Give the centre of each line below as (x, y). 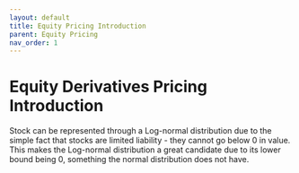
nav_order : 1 (34, 43)
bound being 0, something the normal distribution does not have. (129, 160)
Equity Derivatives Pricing (109, 87)
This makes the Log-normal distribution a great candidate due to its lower (145, 150)
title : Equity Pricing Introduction (78, 26)
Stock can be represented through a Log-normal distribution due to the (141, 131)
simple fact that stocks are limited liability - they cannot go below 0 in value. (150, 141)
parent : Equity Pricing (54, 34)
